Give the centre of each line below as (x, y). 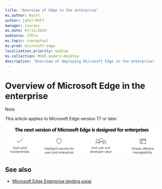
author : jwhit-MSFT (25, 20)
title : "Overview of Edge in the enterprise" (52, 10)
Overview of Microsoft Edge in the (75, 86)
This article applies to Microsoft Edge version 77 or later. (61, 119)
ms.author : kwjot (23, 15)
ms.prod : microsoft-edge (30, 46)
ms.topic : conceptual (27, 41)
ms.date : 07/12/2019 (26, 31)
